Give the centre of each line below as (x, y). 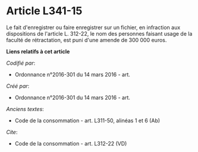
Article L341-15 (44, 11)
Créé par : (18, 86)
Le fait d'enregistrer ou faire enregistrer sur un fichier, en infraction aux (93, 27)
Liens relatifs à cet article (38, 51)
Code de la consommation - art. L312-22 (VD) (71, 143)
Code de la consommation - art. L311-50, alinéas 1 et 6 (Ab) (87, 121)
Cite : (12, 132)
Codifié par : (21, 63)
